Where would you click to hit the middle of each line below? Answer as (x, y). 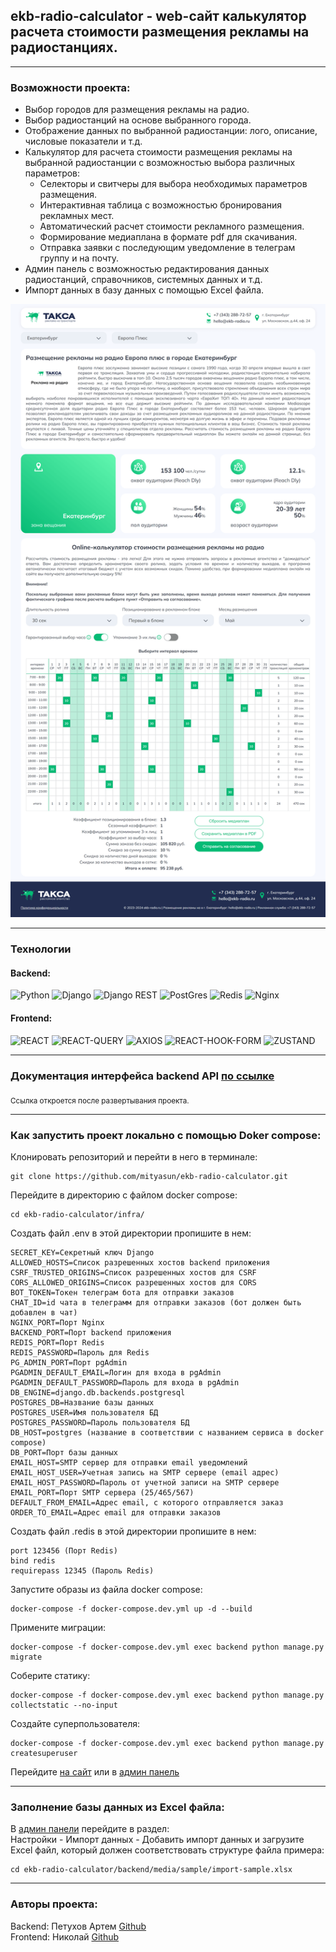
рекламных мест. (77, 216)
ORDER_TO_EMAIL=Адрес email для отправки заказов (116, 1512)
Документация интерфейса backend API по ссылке (142, 1076)
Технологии (41, 949)
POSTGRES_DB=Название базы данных (82, 1402)
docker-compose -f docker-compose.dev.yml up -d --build (131, 1609)
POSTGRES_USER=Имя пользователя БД (84, 1412)
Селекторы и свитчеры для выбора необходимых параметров (173, 184)
